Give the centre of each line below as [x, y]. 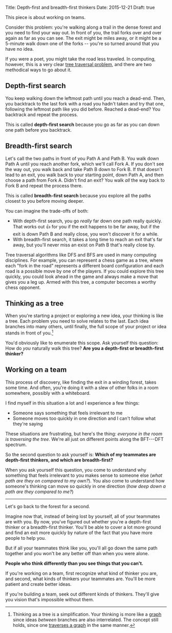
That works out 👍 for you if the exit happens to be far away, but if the [86, 226]
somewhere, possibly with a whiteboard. [48, 393]
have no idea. [20, 49]
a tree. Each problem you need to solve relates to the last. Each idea [77, 321]
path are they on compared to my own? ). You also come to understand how [85, 480]
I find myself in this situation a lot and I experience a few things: [72, 403]
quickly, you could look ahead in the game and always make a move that [82, 277]
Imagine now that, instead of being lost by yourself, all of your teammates [83, 516]
